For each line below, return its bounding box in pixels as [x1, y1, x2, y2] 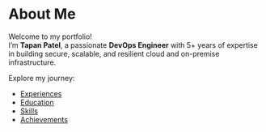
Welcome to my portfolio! [8, 32, 93, 41]
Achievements [19, 114, 69, 124]
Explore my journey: [8, 73, 75, 83]
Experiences [19, 88, 62, 98]
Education [19, 97, 54, 107]
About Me [8, 5, 76, 23]
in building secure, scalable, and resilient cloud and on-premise [8, 49, 220, 58]
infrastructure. [8, 57, 57, 67]
